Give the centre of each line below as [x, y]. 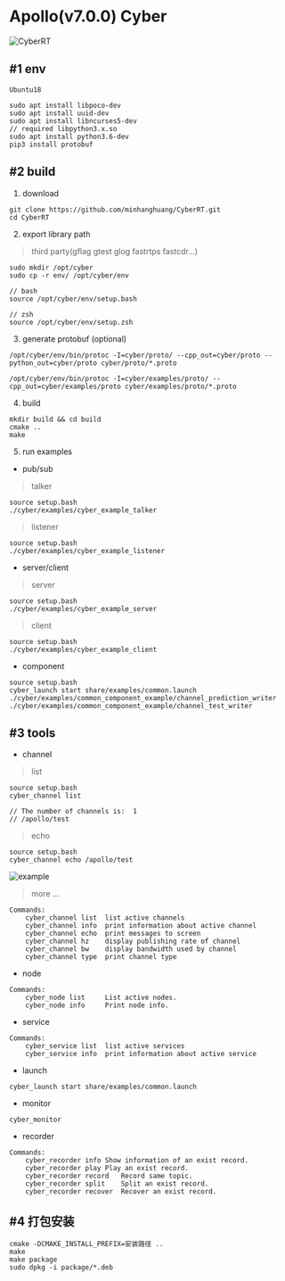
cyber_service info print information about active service [141, 1054]
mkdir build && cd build [55, 419]
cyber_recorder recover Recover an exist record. [121, 1192]
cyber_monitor [36, 1120]
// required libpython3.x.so [63, 128]
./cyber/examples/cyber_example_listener [87, 550]
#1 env [28, 69]
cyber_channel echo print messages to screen [113, 934]
